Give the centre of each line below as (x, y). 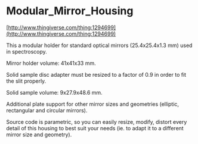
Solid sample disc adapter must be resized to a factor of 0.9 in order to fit (96, 74)
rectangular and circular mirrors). (47, 110)
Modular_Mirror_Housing (70, 11)
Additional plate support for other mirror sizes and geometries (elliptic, (93, 104)
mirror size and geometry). (39, 134)
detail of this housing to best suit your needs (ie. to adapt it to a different (95, 128)
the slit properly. (26, 81)
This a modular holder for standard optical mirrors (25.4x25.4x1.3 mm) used (99, 45)
